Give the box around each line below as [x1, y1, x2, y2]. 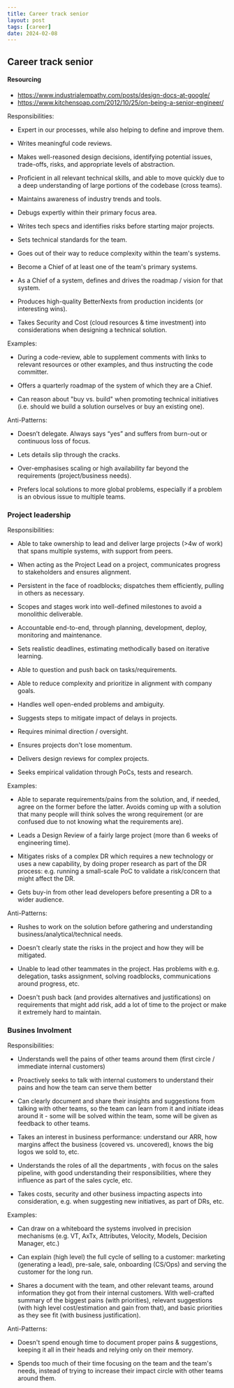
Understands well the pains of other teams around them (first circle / [17, 1055, 215, 1064]
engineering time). [17, 839, 71, 847]
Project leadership [7, 509, 71, 519]
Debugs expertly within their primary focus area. [17, 208, 157, 217]
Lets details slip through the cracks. [17, 450, 121, 459]
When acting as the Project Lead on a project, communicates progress [17, 561, 221, 569]
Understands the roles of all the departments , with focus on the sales [17, 1161, 219, 1170]
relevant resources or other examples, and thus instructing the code [17, 360, 213, 369]
